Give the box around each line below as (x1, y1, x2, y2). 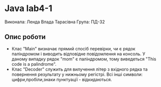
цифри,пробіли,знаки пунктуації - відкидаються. (11, 76, 112, 82)
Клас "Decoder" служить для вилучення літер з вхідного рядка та (11, 66, 148, 72)
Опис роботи (4, 33, 46, 41)
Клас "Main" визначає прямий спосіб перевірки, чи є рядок (11, 45, 136, 51)
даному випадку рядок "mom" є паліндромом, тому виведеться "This (11, 56, 156, 62)
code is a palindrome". (11, 61, 57, 67)
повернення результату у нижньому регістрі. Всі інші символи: (11, 71, 143, 77)
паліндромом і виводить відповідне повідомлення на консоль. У (11, 51, 145, 57)
